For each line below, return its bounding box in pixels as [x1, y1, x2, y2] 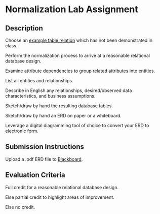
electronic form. [5, 128, 39, 134]
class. [5, 43, 18, 49]
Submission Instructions [5, 142, 85, 151]
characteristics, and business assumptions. [5, 93, 96, 99]
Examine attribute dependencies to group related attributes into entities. [5, 68, 155, 74]
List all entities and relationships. [5, 78, 73, 83]
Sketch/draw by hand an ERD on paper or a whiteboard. [5, 113, 122, 118]
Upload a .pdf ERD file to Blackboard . [5, 156, 83, 162]
